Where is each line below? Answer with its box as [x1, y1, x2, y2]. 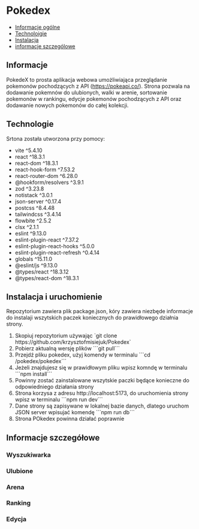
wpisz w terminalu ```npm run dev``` [14, 396, 103, 403]
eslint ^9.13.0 [14, 230, 47, 237]
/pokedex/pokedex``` [14, 358, 67, 365]
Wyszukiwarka [6, 450, 51, 459]
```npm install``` [14, 370, 53, 378]
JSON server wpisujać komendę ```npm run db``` [14, 409, 135, 416]
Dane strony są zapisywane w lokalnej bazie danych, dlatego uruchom [14, 402, 189, 409]
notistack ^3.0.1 [14, 191, 53, 198]
